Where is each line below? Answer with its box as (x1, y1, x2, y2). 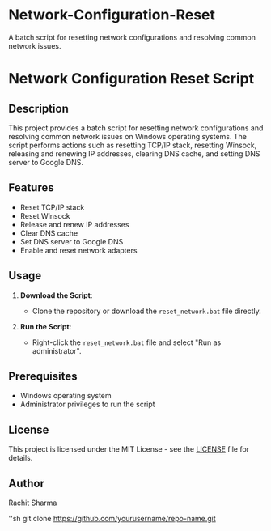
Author (8, 476, 44, 491)
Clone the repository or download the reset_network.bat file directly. (32, 306, 261, 316)
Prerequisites (8, 369, 78, 383)
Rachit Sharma (8, 498, 57, 508)
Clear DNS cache (19, 228, 78, 238)
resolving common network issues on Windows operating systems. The (8, 131, 247, 141)
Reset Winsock (19, 210, 70, 220)
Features (8, 181, 54, 195)
